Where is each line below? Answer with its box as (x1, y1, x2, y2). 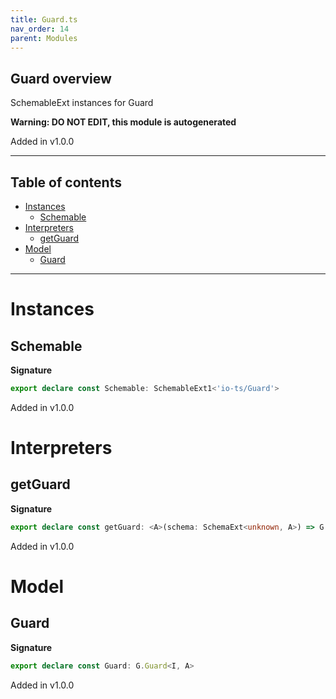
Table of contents (10, 174, 122, 191)
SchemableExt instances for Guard (10, 97, 154, 109)
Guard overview (10, 70, 112, 87)
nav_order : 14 (10, 24, 70, 34)
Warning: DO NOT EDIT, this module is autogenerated (10, 116, 237, 128)
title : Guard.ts (10, 14, 78, 25)
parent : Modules (10, 33, 78, 43)
